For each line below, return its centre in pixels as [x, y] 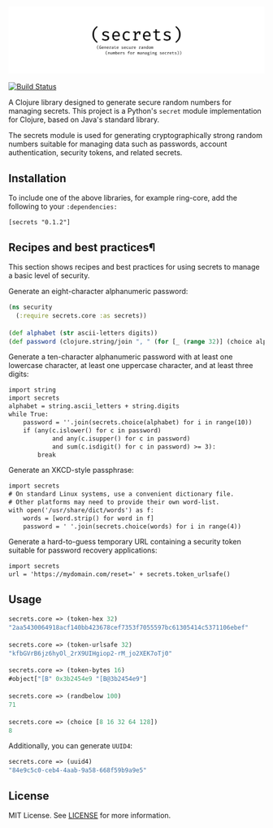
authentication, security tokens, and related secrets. [95, 153]
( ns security [30, 307]
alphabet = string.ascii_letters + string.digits [94, 406]
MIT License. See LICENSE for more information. [90, 816]
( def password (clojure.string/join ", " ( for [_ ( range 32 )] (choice [130, 341]
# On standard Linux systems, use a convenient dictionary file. [121, 494]
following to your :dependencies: [63, 206]
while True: [28, 414]
